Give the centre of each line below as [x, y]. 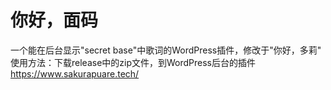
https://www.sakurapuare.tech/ [75, 73]
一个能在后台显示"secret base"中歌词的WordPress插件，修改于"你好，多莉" [166, 50]
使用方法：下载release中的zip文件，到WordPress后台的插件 [133, 62]
